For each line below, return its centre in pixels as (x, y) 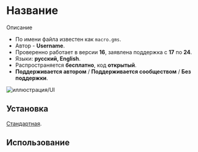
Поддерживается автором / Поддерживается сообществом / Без (103, 71)
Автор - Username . (40, 46)
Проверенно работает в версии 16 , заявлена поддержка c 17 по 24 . (104, 52)
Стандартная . (24, 123)
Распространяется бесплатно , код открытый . (76, 65)
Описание (19, 27)
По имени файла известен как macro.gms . (68, 39)
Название (32, 11)
